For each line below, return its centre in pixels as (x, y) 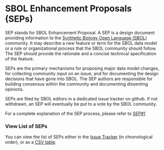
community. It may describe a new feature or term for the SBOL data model (81, 43)
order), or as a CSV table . (31, 142)
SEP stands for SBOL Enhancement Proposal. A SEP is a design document (80, 32)
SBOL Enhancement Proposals (68, 9)
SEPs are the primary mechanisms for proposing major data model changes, (82, 68)
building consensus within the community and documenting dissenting (77, 84)
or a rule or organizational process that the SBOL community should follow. (81, 48)
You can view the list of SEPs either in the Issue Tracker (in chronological (79, 137)
